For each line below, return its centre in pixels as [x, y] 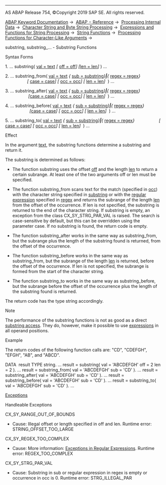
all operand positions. [27, 331]
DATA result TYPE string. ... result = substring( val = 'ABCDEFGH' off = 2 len [83, 364]
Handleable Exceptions [29, 405]
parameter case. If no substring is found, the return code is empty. [80, 226]
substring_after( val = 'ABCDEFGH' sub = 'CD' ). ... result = [65, 375]
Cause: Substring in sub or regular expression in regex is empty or [80, 473]
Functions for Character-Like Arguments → [49, 38]
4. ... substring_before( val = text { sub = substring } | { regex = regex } [75, 106]
